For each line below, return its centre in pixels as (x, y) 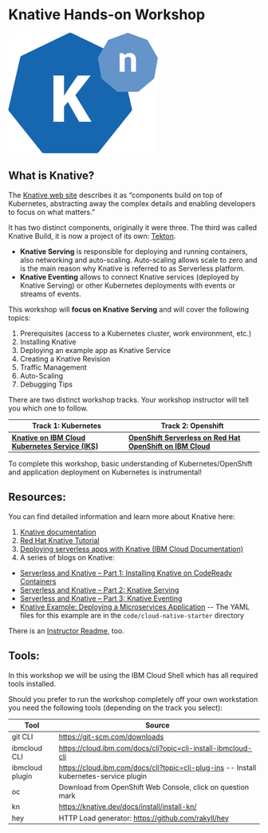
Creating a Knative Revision (65, 359)
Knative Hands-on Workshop (107, 15)
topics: (20, 318)
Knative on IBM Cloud (49, 438)
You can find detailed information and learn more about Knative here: (122, 516)
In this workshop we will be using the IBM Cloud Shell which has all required (133, 675)
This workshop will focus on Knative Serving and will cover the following (129, 309)
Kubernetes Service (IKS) (55, 446)
